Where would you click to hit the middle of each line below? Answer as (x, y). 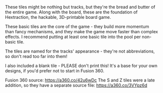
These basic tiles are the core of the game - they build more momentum (77, 27)
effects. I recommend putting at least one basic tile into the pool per (73, 37)
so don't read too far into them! (36, 56)
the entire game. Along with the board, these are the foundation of (71, 12)
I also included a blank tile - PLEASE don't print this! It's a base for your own (81, 66)
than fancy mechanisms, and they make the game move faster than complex (81, 32)
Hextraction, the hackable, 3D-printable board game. (58, 17)
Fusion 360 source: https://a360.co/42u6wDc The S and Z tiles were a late (80, 80)
